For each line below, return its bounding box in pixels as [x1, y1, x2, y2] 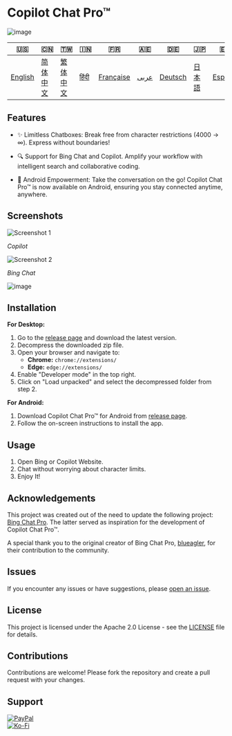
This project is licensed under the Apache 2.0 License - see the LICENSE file [7, 623, 225, 631]
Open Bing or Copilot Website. [17, 457, 104, 466]
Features [7, 112, 46, 124]
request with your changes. [7, 676, 85, 684]
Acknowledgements [7, 492, 96, 504]
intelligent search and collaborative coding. [17, 162, 140, 170]
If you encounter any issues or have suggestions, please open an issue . [7, 584, 211, 592]
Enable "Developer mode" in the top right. [17, 370, 137, 379]
